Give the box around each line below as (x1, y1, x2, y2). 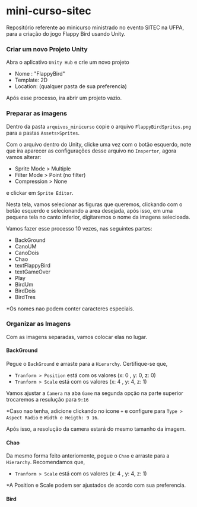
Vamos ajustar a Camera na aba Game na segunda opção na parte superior (6, 390, 184, 397)
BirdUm (14, 281, 34, 288)
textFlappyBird (14, 262, 51, 269)
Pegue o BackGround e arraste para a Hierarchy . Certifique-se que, (6, 360, 168, 368)
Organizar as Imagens (6, 320, 71, 328)
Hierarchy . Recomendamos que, (6, 459, 85, 466)
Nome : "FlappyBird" (14, 70, 65, 77)
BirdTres (14, 293, 36, 300)
